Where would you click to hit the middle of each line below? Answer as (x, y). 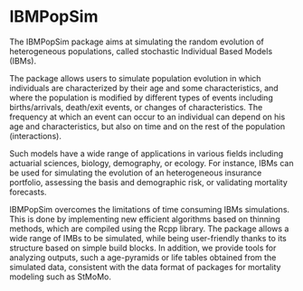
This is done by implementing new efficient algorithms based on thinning (145, 219)
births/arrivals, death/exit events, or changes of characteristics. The (136, 107)
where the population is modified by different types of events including (141, 98)
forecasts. (28, 192)
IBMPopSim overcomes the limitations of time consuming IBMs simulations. (150, 209)
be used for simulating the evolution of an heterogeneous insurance (136, 173)
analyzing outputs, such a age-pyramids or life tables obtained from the (143, 257)
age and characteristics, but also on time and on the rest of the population (147, 126)
